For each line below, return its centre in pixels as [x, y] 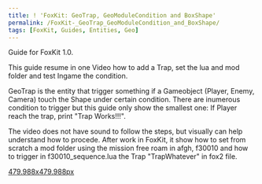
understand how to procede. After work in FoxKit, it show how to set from [127, 140]
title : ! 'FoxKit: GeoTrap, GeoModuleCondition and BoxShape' [112, 15]
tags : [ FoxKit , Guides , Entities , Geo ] [74, 30]
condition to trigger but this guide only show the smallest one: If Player [123, 108]
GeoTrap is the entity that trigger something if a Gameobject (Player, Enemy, [131, 91]
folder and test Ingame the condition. [68, 76]
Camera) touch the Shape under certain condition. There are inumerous [124, 100]
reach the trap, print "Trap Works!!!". [67, 116]
